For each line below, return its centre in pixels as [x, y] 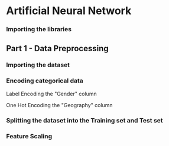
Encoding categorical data [45, 81]
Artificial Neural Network [69, 11]
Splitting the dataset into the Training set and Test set [85, 120]
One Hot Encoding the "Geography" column [59, 105]
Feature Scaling [29, 136]
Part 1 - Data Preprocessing [58, 48]
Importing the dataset [38, 65]
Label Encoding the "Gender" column [52, 94]
